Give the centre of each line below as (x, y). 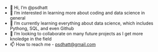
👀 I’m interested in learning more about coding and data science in (77, 13)
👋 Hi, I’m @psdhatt (29, 8)
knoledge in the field (31, 39)
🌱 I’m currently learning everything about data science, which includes (81, 23)
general (18, 18)
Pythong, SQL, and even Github (42, 28)
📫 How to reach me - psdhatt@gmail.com (53, 44)
